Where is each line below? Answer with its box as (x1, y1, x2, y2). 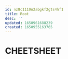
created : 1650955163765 (5, 25, 53, 30)
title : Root (5, 12, 29, 16)
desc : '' (5, 16, 23, 21)
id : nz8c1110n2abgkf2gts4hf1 (5, 7, 64, 12)
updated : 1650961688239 (5, 20, 53, 25)
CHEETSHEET (5, 46, 62, 57)
